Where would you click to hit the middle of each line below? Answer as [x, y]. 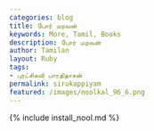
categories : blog [41, 17]
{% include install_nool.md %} [65, 118]
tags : [19, 68]
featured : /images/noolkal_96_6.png [77, 92]
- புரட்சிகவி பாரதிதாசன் [46, 76]
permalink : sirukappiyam [55, 84]
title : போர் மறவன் [43, 26]
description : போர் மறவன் [55, 42]
